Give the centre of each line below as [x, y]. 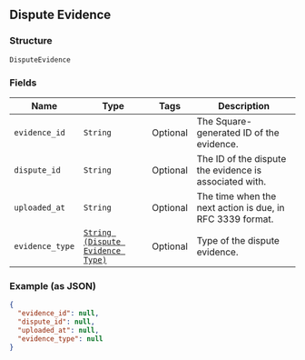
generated [219, 133]
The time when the [236, 196]
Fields [23, 83]
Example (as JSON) [53, 285]
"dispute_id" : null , [56, 322]
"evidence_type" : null [60, 339]
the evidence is [229, 170]
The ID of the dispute [241, 158]
